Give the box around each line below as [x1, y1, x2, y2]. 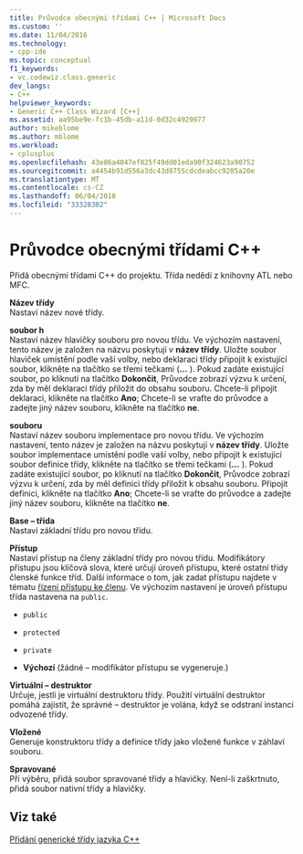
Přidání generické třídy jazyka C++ [9, 833, 141, 845]
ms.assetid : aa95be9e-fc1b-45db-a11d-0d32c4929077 [9, 115, 206, 124]
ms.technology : [9, 38, 68, 48]
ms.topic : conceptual [9, 56, 92, 65]
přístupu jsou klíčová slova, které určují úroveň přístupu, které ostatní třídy [9, 562, 288, 573]
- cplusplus [9, 149, 55, 158]
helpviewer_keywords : [9, 98, 92, 108]
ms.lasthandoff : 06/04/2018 [9, 192, 117, 201]
